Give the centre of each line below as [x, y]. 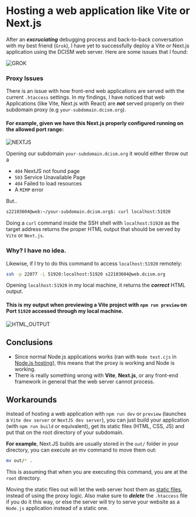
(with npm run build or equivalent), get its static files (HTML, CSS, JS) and [95, 426]
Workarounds [32, 400]
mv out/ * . [19, 461]
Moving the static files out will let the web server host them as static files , [94, 490]
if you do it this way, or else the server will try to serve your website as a [93, 502]
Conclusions [29, 342]
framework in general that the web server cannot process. [84, 381]
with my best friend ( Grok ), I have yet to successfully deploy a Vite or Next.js [98, 46]
